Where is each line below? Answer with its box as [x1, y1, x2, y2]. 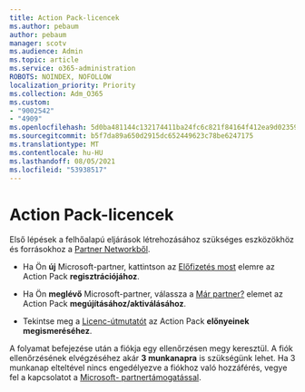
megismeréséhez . [22, 326, 93, 337]
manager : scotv [9, 38, 67, 48]
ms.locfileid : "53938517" [9, 165, 107, 174]
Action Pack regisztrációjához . [22, 271, 141, 282]
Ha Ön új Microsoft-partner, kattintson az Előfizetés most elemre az [22, 261, 275, 272]
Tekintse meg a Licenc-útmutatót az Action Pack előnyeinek [22, 316, 250, 327]
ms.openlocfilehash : [9, 123, 88, 132]
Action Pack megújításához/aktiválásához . [22, 299, 187, 309]
